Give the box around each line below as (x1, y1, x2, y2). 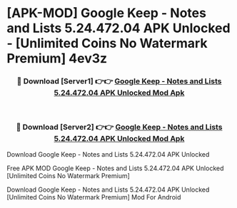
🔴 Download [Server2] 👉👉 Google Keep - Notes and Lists (16, 123, 223, 132)
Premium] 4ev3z (6, 51, 108, 67)
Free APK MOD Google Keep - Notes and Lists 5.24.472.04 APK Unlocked (6, 164, 224, 172)
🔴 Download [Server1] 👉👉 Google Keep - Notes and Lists (16, 76, 222, 86)
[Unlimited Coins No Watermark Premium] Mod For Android (6, 192, 181, 201)
